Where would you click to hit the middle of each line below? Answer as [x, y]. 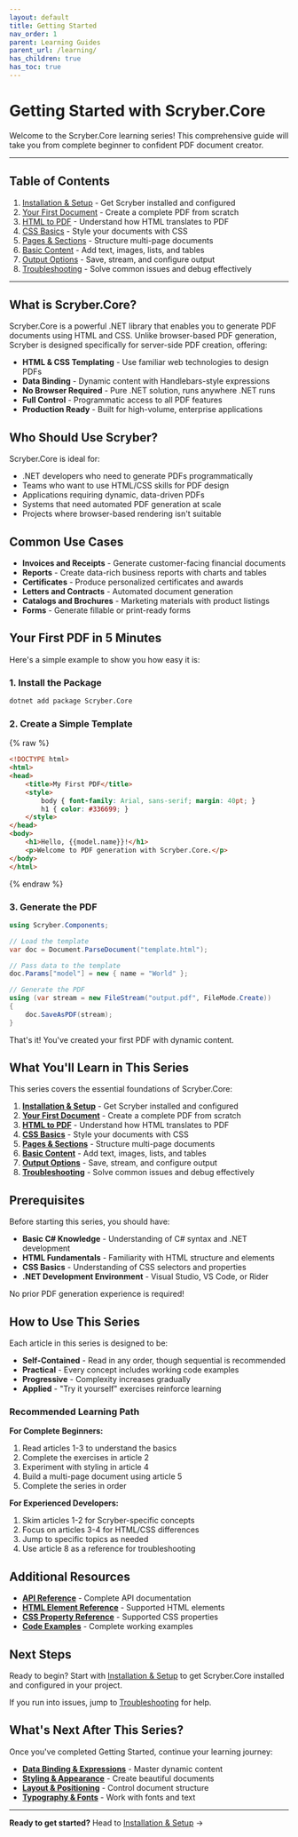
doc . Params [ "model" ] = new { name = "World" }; [99, 974]
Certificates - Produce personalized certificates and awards [133, 582]
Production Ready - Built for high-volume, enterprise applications [142, 410]
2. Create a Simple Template [71, 723]
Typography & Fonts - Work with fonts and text [109, 1797]
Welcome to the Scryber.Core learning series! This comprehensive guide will [149, 135]
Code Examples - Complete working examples [107, 1626]
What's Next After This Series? [97, 1730]
